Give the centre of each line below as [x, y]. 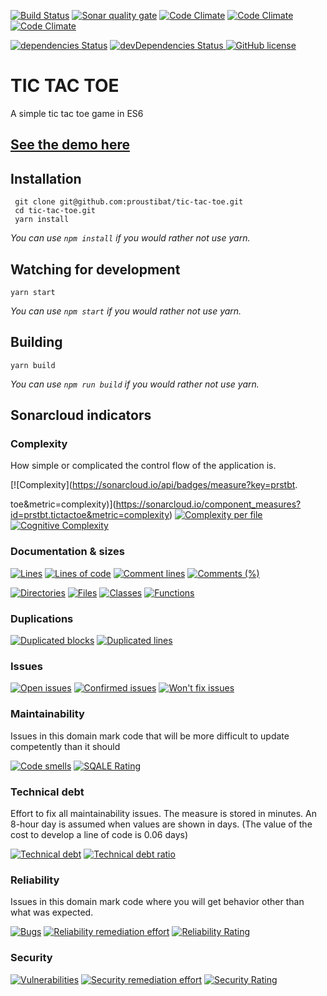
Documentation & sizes [68, 552]
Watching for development [95, 269]
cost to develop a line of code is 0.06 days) [99, 834]
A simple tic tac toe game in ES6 [77, 113]
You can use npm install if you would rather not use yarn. [130, 238]
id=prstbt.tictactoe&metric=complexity [90, 515]
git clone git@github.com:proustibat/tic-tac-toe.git [129, 202]
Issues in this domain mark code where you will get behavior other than [157, 902]
